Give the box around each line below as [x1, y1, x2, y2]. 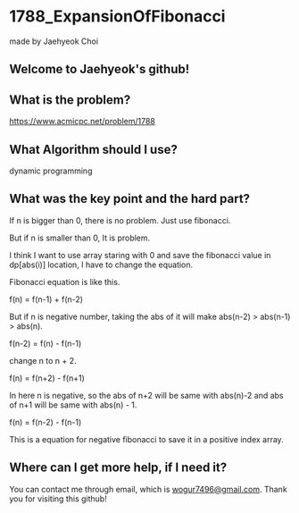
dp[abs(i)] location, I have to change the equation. [9, 259, 194, 270]
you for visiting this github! [9, 493, 107, 504]
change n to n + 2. [9, 355, 78, 366]
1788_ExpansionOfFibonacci [9, 6, 226, 27]
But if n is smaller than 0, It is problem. [9, 232, 151, 243]
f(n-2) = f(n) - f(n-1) [9, 338, 82, 349]
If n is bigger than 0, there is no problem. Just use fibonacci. [9, 214, 231, 225]
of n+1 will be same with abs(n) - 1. [9, 399, 137, 410]
